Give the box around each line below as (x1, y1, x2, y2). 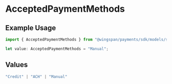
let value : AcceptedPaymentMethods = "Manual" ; (5, 46, 109, 51)
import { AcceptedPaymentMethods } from (5, 37, 93, 42)
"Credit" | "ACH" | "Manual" (5, 74, 68, 79)
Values (5, 60, 28, 69)
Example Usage (5, 24, 56, 32)
